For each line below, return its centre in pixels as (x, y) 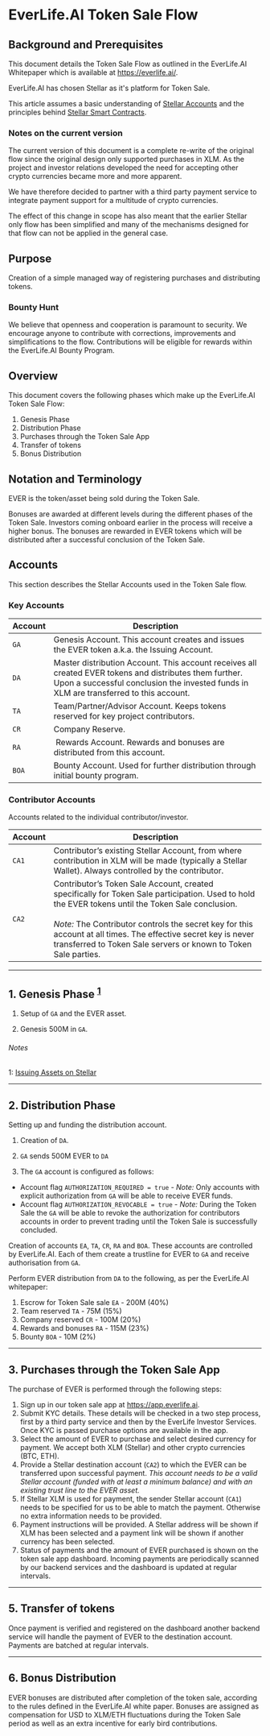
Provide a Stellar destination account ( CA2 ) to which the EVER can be (133, 1465)
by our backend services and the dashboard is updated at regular (128, 1568)
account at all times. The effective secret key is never (154, 934)
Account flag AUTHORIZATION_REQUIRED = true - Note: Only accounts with (139, 1187)
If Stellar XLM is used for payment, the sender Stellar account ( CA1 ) (131, 1499)
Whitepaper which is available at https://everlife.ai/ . (93, 73)
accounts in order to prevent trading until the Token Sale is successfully (139, 1221)
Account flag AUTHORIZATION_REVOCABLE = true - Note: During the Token (138, 1204)
